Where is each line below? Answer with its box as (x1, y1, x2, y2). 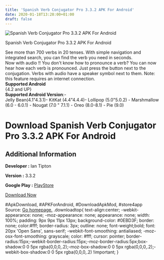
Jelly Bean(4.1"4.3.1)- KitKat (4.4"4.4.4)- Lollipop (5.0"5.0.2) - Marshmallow (5, 97, 159, 103)
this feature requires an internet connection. (5, 76, 95, 82)
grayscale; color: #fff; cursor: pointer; (48, 233, 125, 239)
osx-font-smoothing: (5, 233, 48, 239)
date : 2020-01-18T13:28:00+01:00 (5, 12, 75, 17)
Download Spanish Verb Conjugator (5, 120, 157, 131)
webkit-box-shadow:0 (5, 249, 51, 255)
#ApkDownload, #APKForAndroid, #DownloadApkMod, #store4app (5, 202, 143, 208)
